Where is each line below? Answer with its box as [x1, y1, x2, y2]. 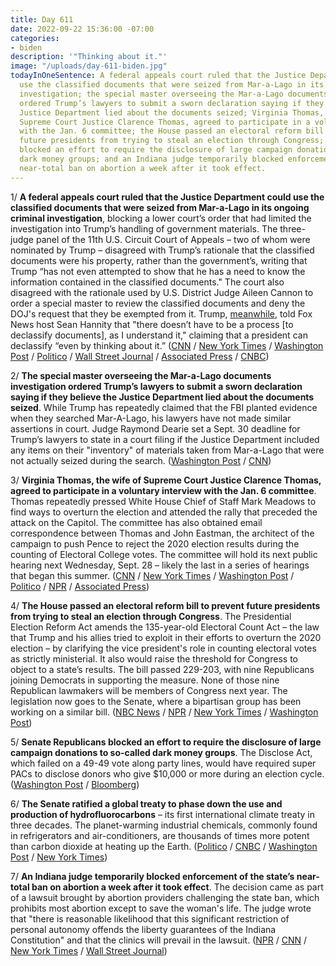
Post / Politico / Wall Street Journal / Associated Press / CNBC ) [10, 350, 270, 362]
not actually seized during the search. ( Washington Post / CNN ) [10, 454, 272, 466]
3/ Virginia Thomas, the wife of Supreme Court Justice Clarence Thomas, [10, 474, 322, 486]
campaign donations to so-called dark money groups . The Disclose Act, [10, 746, 313, 758]
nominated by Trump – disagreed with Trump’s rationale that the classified [10, 244, 315, 256]
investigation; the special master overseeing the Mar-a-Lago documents [19, 89, 329, 99]
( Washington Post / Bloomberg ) [10, 778, 140, 790]
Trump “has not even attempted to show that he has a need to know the [10, 265, 306, 277]
